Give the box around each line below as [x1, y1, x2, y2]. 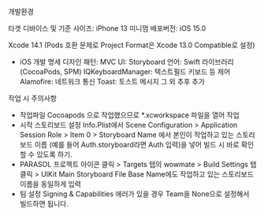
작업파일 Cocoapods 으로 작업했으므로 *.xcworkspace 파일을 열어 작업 [19, 110, 240, 120]
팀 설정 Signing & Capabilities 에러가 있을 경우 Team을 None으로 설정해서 [19, 189, 250, 199]
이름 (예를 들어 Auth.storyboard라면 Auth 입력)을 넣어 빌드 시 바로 [34, 140, 240, 149]
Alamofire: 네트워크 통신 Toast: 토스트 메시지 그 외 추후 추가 [19, 77, 205, 86]
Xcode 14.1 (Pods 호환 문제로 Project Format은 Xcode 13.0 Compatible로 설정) [8, 40, 255, 50]
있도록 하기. [36, 150, 73, 159]
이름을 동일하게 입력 [19, 180, 81, 188]
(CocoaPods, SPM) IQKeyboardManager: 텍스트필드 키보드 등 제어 [19, 67, 231, 76]
